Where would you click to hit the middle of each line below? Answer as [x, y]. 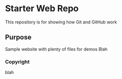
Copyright [17, 61]
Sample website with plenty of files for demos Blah [56, 49]
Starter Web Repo [42, 9]
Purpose [18, 37]
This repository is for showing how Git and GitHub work [61, 22]
